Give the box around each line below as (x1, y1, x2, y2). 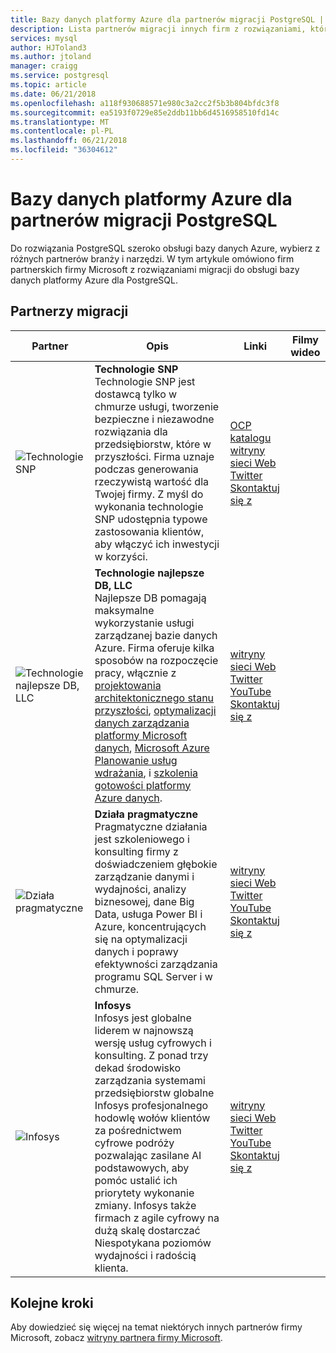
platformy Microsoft (94, 728, 188, 742)
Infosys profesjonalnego (94, 1098, 209, 1112)
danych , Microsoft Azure (94, 741, 210, 755)
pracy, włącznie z (94, 666, 177, 680)
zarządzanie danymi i (94, 869, 195, 883)
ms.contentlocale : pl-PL (10, 126, 114, 136)
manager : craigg (10, 61, 78, 71)
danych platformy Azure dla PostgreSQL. (10, 274, 178, 286)
